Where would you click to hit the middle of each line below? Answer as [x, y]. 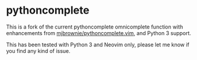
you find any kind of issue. [38, 50]
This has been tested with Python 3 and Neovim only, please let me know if [98, 45]
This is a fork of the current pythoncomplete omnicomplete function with [95, 27]
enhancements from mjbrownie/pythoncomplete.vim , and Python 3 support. [98, 33]
